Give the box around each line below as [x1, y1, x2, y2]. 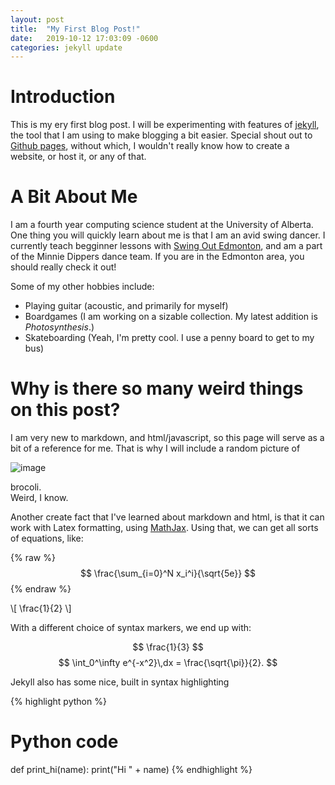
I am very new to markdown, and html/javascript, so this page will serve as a [10, 432, 325, 444]
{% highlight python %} [10, 696, 107, 708]
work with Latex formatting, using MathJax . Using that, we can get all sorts [10, 522, 319, 534]
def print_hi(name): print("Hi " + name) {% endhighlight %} [10, 764, 253, 775]
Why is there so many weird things [10, 377, 304, 400]
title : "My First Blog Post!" [10, 24, 141, 34]
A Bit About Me [10, 186, 138, 208]
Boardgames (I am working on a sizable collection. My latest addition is [24, 311, 318, 323]
